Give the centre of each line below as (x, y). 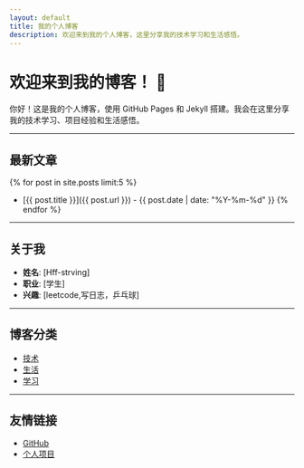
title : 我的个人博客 (44, 26)
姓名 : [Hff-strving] (56, 272)
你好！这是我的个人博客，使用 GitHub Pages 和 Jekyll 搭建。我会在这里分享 (149, 109)
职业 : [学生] (43, 283)
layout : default (40, 18)
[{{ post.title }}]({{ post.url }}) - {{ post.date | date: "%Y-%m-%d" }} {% (155, 200)
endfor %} (42, 210)
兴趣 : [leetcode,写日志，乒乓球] (81, 294)
